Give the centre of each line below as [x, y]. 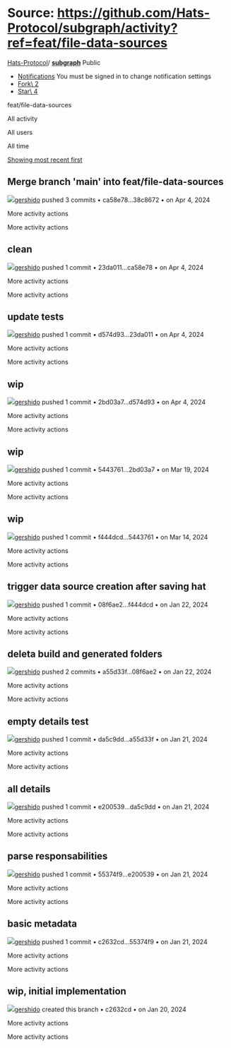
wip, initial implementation [67, 991]
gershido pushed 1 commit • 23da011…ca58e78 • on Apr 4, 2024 [109, 267]
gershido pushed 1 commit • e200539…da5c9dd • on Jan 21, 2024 [112, 807]
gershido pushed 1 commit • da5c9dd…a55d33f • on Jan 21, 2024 [111, 739]
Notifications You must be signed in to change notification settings [114, 76]
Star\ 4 [28, 91]
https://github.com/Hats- [134, 13]
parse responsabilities [58, 856]
